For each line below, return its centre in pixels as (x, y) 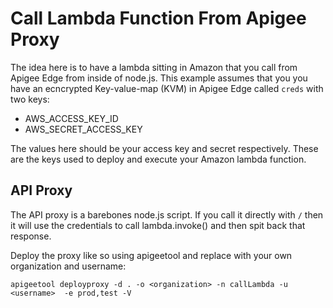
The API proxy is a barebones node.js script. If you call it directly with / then (167, 214)
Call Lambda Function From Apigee (158, 18)
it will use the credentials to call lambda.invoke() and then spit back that (158, 225)
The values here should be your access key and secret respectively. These (164, 148)
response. (31, 236)
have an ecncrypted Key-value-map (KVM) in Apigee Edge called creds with (167, 88)
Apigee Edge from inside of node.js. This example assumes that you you (159, 78)
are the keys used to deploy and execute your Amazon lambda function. (158, 159)
